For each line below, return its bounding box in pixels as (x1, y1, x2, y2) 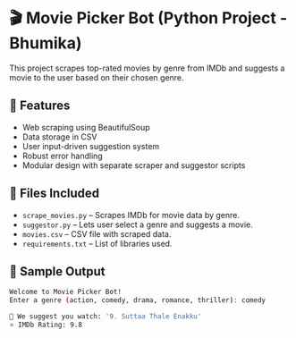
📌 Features (9, 98, 71, 114)
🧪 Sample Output (9, 264, 106, 279)
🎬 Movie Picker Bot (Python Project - (9, 8, 288, 29)
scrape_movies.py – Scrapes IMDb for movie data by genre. (21, 209, 240, 220)
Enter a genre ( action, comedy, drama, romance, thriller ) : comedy (9, 296, 266, 305)
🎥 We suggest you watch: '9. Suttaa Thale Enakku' (9, 312, 202, 321)
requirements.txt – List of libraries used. (21, 238, 173, 249)
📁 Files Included (9, 186, 100, 201)
